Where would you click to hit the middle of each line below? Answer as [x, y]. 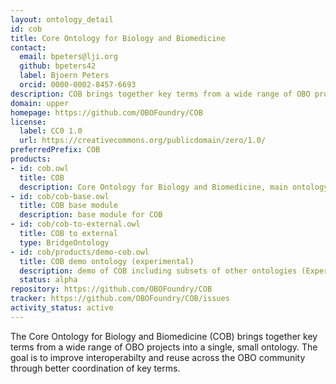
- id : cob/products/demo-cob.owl [80, 252]
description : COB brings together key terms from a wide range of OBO [160, 94]
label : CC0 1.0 [51, 131]
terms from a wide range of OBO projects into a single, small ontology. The [164, 347]
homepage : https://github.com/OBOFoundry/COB [106, 112]
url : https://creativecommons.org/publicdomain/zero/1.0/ [143, 141]
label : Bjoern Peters [64, 76]
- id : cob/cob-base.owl [60, 196]
